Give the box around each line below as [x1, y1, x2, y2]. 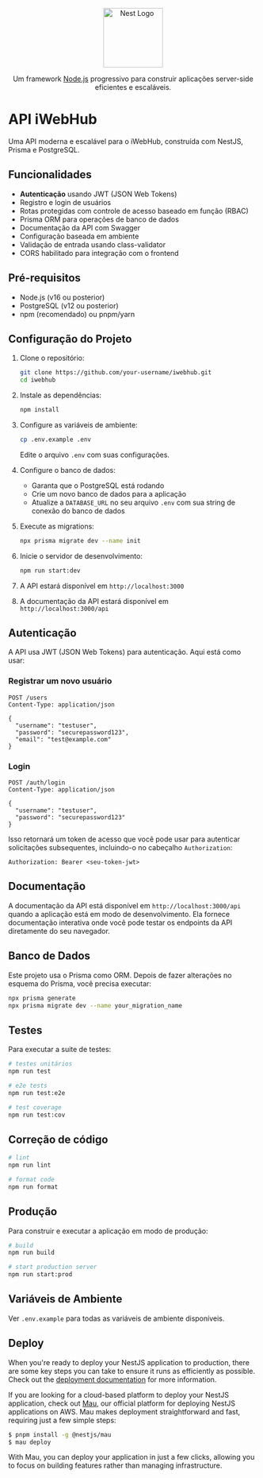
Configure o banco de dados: [19, 465, 116, 474]
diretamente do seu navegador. [8, 926, 111, 935]
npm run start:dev [19, 567, 81, 575]
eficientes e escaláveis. [94, 83, 172, 91]
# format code [8, 1176, 55, 1184]
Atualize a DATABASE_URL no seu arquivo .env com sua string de [31, 497, 236, 507]
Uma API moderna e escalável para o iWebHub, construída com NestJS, [8, 136, 244, 146]
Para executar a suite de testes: [8, 1045, 112, 1054]
